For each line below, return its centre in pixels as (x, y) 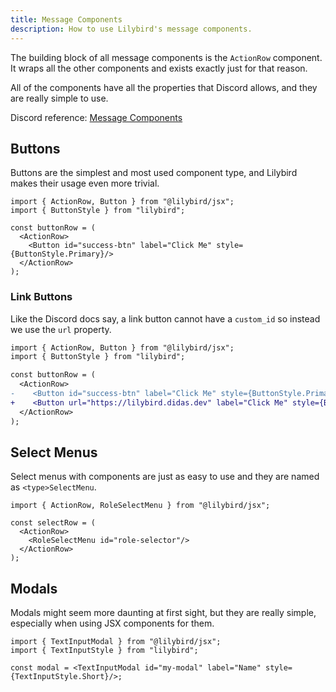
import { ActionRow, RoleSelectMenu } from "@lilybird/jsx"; (140, 506)
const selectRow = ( (53, 523)
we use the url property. (61, 329)
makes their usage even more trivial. (85, 183)
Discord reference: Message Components (96, 117)
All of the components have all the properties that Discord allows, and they (164, 87)
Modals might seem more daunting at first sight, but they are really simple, (163, 613)
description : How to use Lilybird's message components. (131, 29)
